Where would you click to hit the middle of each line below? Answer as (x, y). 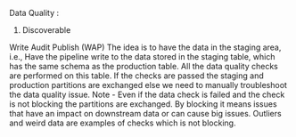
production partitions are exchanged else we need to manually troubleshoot (148, 85)
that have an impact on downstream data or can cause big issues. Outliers (146, 113)
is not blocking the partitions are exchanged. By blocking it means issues (144, 104)
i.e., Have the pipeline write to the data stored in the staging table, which (142, 56)
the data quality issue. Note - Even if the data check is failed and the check (147, 94)
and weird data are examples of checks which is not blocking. (123, 123)
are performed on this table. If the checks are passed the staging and (137, 76)
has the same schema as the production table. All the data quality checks (144, 66)
